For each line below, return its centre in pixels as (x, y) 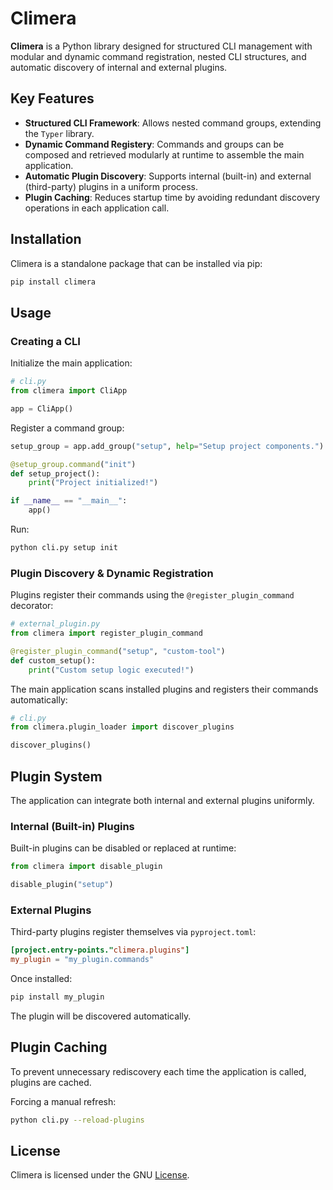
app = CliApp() (42, 408)
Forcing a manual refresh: (63, 1101)
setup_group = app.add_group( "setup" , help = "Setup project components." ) (167, 446)
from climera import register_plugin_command (106, 633)
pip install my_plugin (57, 997)
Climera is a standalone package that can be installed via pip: (136, 263)
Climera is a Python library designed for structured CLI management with (161, 46)
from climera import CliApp (69, 391)
